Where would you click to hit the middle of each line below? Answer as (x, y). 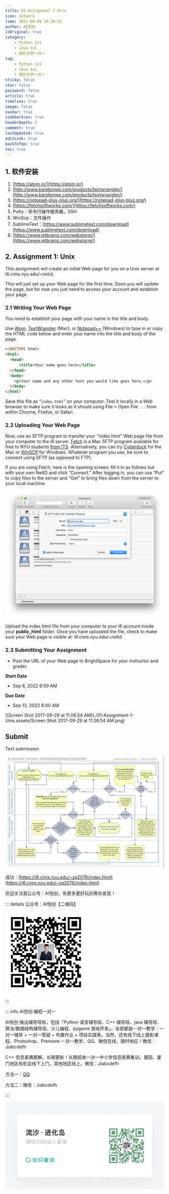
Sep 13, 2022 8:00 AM (36, 705)
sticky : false (20, 80)
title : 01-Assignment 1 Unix (36, 11)
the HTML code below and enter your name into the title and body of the (80, 334)
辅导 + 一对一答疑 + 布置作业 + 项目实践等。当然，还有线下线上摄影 (84, 1035)
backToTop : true (22, 144)
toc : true (16, 149)
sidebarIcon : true (24, 117)
